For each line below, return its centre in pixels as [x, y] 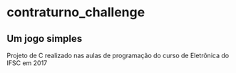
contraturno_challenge [76, 12]
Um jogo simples [45, 39]
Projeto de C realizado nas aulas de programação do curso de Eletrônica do [118, 55]
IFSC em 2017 [27, 63]
